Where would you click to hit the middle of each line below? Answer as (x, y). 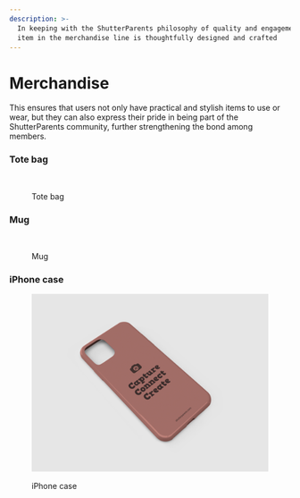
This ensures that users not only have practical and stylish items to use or (145, 108)
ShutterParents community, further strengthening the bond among (131, 127)
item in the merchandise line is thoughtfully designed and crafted (147, 38)
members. (28, 136)
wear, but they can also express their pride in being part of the (124, 117)
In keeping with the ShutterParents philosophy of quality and (137, 28)
